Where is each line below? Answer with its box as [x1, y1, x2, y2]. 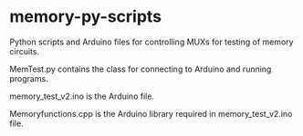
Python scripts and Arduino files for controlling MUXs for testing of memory [9, 36, 294, 47]
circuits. [9, 45, 39, 56]
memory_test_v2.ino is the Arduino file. [9, 91, 155, 102]
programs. [9, 73, 48, 83]
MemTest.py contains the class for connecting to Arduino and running [9, 63, 272, 74]
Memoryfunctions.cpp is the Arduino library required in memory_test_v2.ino [9, 108, 293, 119]
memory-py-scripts [9, 6, 162, 27]
